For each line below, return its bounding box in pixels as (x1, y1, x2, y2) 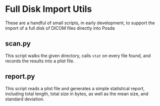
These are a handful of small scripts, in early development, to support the (5, 20, 155, 26)
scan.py (5, 40, 31, 48)
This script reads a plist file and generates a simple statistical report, (5, 85, 145, 91)
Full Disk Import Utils (5, 3, 92, 15)
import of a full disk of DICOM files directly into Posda (5, 25, 115, 31)
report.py (5, 72, 35, 81)
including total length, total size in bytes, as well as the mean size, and (5, 91, 149, 97)
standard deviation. (5, 96, 45, 102)
